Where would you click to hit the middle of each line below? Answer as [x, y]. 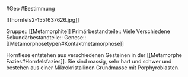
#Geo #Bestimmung [31, 9]
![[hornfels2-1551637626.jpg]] [43, 20]
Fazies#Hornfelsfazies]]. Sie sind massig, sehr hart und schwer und [89, 61]
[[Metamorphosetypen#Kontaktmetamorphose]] [65, 44]
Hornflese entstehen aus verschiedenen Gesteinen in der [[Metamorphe [94, 55]
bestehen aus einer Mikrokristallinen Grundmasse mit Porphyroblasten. [93, 68]
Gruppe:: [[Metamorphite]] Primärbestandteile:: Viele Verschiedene [88, 31]
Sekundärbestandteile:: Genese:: [46, 37]
